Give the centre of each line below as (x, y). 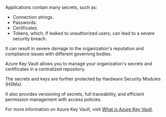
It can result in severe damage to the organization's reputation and (75, 48)
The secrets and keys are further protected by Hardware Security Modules (83, 79)
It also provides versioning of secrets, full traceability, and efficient (75, 94)
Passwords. (25, 23)
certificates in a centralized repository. (46, 69)
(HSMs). (14, 84)
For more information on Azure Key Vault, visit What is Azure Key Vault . (79, 109)
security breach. (30, 38)
